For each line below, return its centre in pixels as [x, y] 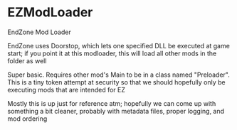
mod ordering [27, 119]
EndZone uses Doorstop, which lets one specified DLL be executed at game [118, 45]
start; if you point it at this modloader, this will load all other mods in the [112, 53]
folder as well [27, 60]
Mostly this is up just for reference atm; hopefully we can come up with [112, 103]
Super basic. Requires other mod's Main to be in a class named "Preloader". [118, 75]
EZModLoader [50, 12]
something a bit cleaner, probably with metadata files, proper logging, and [116, 111]
